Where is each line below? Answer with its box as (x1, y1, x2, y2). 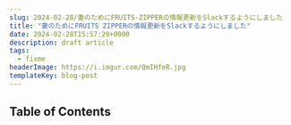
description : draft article (9, 37, 115, 47)
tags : (9, 46, 30, 55)
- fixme (17, 54, 47, 63)
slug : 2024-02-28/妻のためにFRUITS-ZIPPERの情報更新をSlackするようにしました (9, 12, 284, 22)
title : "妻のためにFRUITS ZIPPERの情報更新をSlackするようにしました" (9, 21, 252, 30)
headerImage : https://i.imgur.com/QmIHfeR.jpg (9, 63, 186, 72)
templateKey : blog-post (9, 71, 98, 80)
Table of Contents (9, 104, 112, 120)
